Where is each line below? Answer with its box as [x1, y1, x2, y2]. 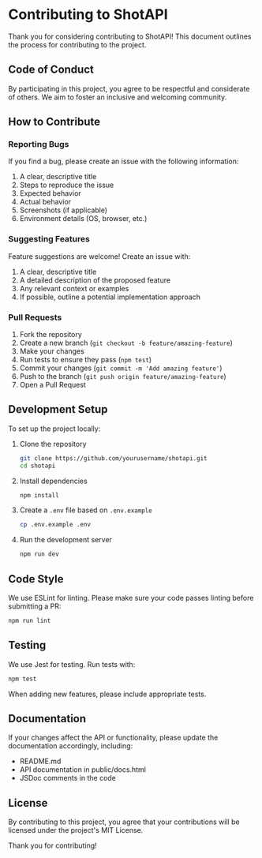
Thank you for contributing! [8, 841, 97, 850]
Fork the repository [19, 330, 83, 339]
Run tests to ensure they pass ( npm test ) [19, 355, 152, 365]
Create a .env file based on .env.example [19, 505, 152, 515]
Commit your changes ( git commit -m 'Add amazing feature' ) [19, 363, 223, 373]
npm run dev [19, 550, 59, 558]
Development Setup [8, 403, 108, 416]
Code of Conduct [8, 63, 95, 77]
